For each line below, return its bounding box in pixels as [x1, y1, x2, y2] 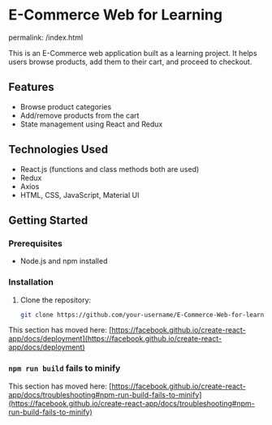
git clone [19, 311, 54, 319]
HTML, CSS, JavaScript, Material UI [19, 190, 140, 200]
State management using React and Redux [19, 119, 163, 129]
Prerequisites [8, 238, 63, 249]
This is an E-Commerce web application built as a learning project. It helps [8, 48, 257, 58]
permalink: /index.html [8, 32, 84, 42]
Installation [8, 277, 54, 288]
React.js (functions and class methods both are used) [19, 164, 200, 174]
